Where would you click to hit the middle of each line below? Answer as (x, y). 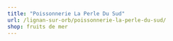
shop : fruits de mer (38, 26)
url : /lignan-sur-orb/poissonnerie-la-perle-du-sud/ (87, 20)
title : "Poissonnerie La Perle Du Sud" (66, 14)
